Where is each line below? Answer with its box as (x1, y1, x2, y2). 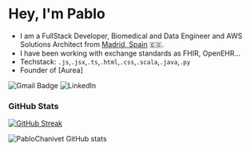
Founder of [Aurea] (19, 65, 84, 75)
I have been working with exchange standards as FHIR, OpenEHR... (19, 48, 241, 58)
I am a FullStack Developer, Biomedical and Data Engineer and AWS (19, 31, 243, 41)
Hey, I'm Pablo (8, 5, 105, 23)
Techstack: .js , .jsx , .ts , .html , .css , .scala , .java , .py (19, 56, 191, 66)
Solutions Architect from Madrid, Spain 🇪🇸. (19, 39, 165, 48)
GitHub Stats (8, 100, 59, 111)
